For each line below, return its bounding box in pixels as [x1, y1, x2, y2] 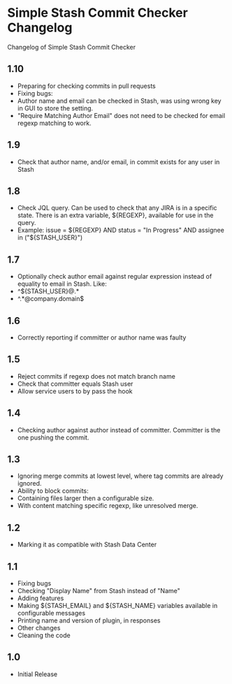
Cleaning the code [17, 631, 71, 640]
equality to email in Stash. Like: [17, 279, 107, 288]
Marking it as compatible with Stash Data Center [17, 540, 157, 549]
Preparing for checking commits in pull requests [17, 82, 156, 90]
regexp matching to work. [17, 119, 92, 127]
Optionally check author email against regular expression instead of [17, 272, 212, 281]
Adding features [17, 594, 64, 602]
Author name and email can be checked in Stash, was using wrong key [17, 96, 222, 105]
